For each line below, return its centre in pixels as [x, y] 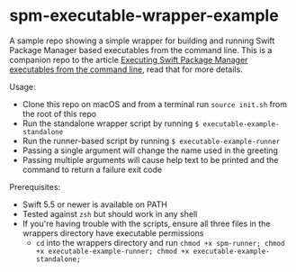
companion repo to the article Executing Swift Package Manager [129, 59]
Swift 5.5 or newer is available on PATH [95, 204]
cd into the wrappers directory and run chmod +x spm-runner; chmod [160, 242]
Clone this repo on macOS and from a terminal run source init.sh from [155, 104]
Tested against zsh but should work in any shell [110, 213]
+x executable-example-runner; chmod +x [112, 251]
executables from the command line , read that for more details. [126, 69]
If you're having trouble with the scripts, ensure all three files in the [146, 223]
